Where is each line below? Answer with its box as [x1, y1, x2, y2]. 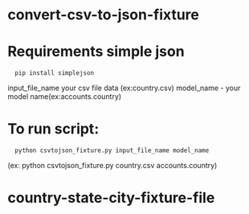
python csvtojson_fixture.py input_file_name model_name [14, 146, 210, 154]
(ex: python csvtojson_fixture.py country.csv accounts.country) [7, 161, 218, 171]
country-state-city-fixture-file [7, 189, 215, 207]
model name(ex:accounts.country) [7, 92, 122, 101]
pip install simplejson [14, 69, 94, 77]
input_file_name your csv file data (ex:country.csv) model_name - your [7, 83, 241, 93]
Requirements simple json [7, 43, 186, 61]
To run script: [7, 120, 100, 138]
